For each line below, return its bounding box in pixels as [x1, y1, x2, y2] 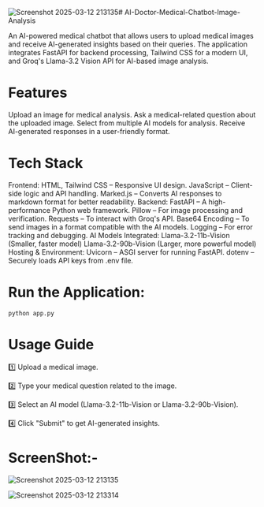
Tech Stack [8, 155, 84, 173]
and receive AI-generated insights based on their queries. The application [8, 39, 248, 49]
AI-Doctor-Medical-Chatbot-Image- [125, 8, 240, 17]
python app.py [8, 309, 55, 317]
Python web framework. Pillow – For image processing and [52, 205, 243, 214]
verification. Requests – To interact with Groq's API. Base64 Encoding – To [8, 214, 250, 223]
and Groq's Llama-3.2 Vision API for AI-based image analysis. [8, 56, 209, 65]
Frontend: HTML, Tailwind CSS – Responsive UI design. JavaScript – [8, 180, 230, 189]
